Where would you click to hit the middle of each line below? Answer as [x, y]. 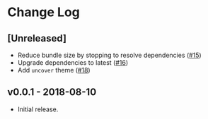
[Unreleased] [37, 38]
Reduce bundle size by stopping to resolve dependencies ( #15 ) [109, 55]
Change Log [44, 12]
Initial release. [38, 109]
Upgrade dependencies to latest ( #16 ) [73, 63]
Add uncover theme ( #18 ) [54, 70]
